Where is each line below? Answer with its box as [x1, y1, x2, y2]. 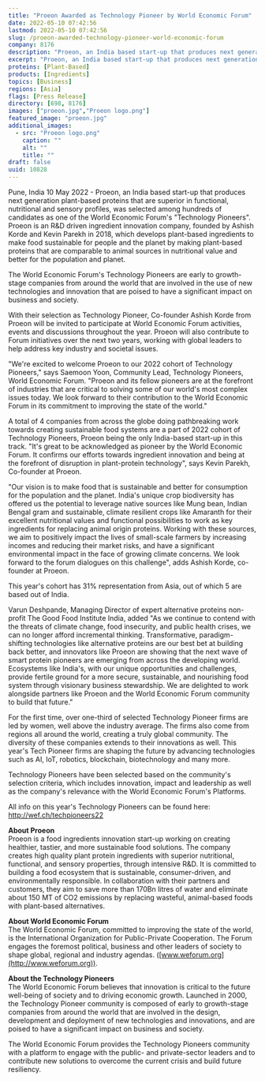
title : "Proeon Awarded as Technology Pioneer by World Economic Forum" [8, 11, 252, 20]
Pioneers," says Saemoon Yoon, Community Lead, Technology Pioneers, [8, 368, 244, 377]
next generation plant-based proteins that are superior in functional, [8, 196, 229, 205]
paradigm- [199, 630, 234, 640]
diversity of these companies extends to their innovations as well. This [8, 738, 237, 747]
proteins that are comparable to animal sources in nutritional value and [8, 246, 238, 255]
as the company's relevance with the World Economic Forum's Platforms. [8, 787, 247, 796]
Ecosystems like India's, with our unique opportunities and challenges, [8, 664, 237, 673]
